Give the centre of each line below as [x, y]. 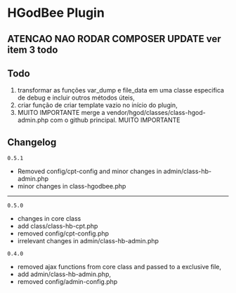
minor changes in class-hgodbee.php [72, 186]
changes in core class [49, 219]
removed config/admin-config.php [67, 282]
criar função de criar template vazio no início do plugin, [97, 105]
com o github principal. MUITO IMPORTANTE [115, 120]
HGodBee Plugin [56, 13]
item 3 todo [33, 49]
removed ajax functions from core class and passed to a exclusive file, [119, 267]
